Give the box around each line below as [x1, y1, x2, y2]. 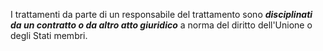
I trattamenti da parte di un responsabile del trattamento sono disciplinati [10, 9, 313, 20]
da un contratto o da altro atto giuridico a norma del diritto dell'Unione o [10, 19, 313, 31]
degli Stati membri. [10, 30, 88, 41]
